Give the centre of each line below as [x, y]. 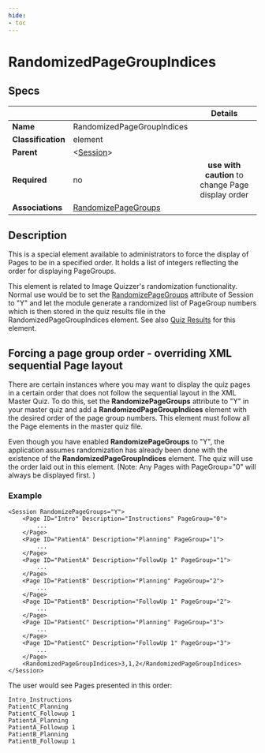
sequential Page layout [66, 365]
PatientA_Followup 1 [42, 728]
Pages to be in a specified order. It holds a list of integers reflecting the [123, 263]
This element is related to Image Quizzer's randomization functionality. [123, 287]
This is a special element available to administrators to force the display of [129, 254]
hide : [17, 15]
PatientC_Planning [38, 707]
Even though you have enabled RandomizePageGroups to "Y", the [116, 442]
